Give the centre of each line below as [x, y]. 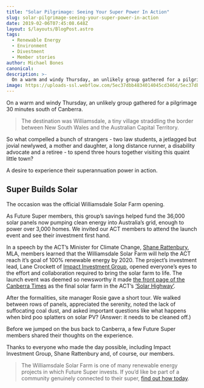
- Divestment [28, 52]
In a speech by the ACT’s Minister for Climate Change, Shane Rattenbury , [98, 247]
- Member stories [34, 57]
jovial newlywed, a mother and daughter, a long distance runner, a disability [101, 146]
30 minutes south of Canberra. [45, 109]
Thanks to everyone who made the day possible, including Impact [89, 347]
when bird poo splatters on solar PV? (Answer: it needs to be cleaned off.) [99, 317]
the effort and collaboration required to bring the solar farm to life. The [94, 273]
